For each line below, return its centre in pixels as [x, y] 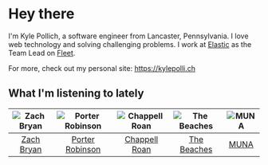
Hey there [41, 14]
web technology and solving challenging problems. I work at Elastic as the [130, 44]
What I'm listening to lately [76, 94]
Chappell [142, 139]
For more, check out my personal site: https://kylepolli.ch [102, 68]
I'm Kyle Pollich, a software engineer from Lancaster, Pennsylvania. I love [128, 36]
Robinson [83, 149]
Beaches [196, 149]
